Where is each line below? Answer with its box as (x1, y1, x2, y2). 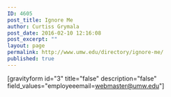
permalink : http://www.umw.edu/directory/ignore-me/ (7, 49, 164, 56)
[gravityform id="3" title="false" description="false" (7, 74, 157, 82)
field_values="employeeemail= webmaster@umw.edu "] (7, 81, 165, 90)
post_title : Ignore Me (7, 17, 73, 24)
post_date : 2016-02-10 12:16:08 (7, 29, 101, 37)
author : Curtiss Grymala (7, 23, 80, 30)
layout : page (7, 42, 45, 49)
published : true (7, 55, 54, 62)
